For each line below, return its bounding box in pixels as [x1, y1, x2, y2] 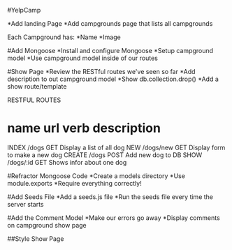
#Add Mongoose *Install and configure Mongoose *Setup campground [7, 47, 214, 54]
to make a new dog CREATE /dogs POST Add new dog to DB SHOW [7, 150, 203, 159]
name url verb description [7, 120, 161, 136]
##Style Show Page [7, 234, 64, 243]
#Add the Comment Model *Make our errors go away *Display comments [7, 213, 220, 222]
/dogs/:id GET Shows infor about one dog [7, 158, 127, 166]
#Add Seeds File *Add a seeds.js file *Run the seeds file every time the [7, 192, 214, 201]
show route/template [7, 82, 67, 90]
